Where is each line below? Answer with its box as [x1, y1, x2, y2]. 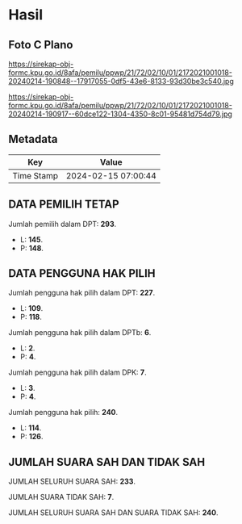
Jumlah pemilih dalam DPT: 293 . [8, 219, 117, 228]
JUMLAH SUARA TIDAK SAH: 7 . [8, 493, 115, 502]
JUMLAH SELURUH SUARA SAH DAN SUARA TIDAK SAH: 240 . [8, 508, 219, 518]
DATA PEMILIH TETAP [8, 198, 119, 212]
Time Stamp [12, 170, 59, 181]
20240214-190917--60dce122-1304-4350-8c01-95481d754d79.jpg [8, 109, 232, 119]
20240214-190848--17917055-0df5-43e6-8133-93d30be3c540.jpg [8, 77, 234, 86]
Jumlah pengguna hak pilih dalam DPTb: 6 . [8, 328, 152, 337]
